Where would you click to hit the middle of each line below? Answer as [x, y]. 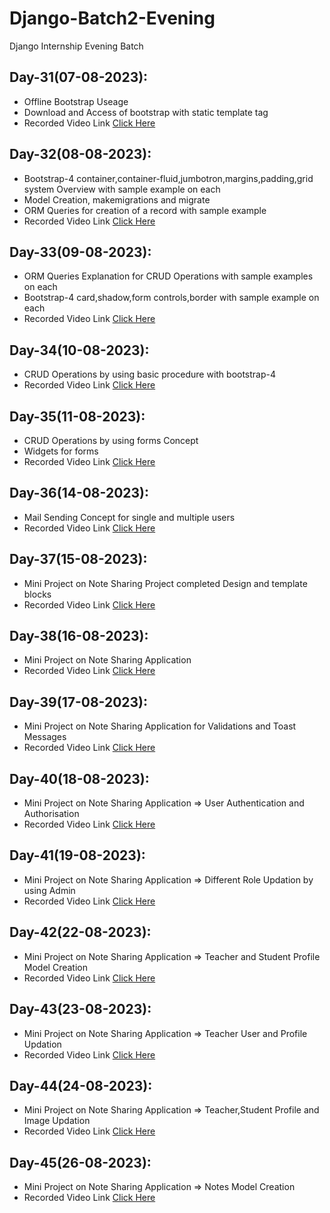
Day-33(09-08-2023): [80, 252]
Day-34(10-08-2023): [79, 350]
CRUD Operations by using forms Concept [111, 440]
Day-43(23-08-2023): [80, 1009]
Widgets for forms [61, 451]
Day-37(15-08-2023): [78, 559]
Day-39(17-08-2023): [79, 702]
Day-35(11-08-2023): [77, 416]
